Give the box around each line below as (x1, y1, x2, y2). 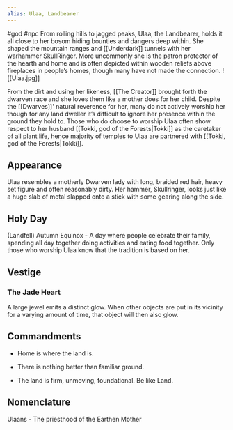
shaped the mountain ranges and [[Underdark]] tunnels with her (7, 44, 191, 52)
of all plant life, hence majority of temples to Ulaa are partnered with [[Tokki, (7, 132, 226, 140)
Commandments (7, 330, 81, 342)
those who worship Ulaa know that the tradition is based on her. (7, 246, 190, 254)
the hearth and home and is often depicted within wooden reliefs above (7, 59, 212, 67)
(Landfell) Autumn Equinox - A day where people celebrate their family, (7, 231, 211, 240)
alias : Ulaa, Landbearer (7, 10, 79, 17)
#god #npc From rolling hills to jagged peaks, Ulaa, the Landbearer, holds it (7, 29, 223, 38)
